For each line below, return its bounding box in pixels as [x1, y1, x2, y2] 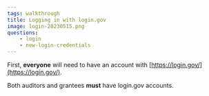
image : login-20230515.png [7, 23, 85, 29]
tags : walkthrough [7, 10, 60, 17]
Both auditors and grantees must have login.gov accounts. [7, 82, 174, 89]
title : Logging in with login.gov [7, 16, 107, 23]
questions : [7, 29, 39, 36]
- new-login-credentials [19, 42, 91, 49]
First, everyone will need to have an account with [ [7, 61, 152, 69]
